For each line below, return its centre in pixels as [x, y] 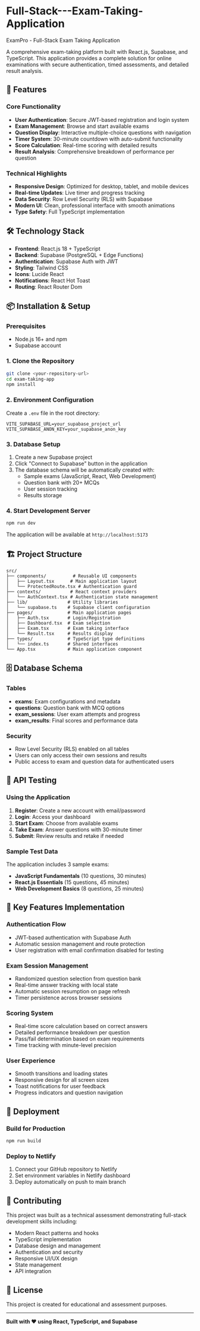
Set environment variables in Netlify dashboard [72, 1176]
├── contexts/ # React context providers [71, 592]
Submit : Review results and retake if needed [69, 836]
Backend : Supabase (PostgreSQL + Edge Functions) [79, 255]
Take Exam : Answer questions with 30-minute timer [79, 830]
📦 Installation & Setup [49, 306]
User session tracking [50, 489]
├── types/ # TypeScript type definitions [76, 639]
